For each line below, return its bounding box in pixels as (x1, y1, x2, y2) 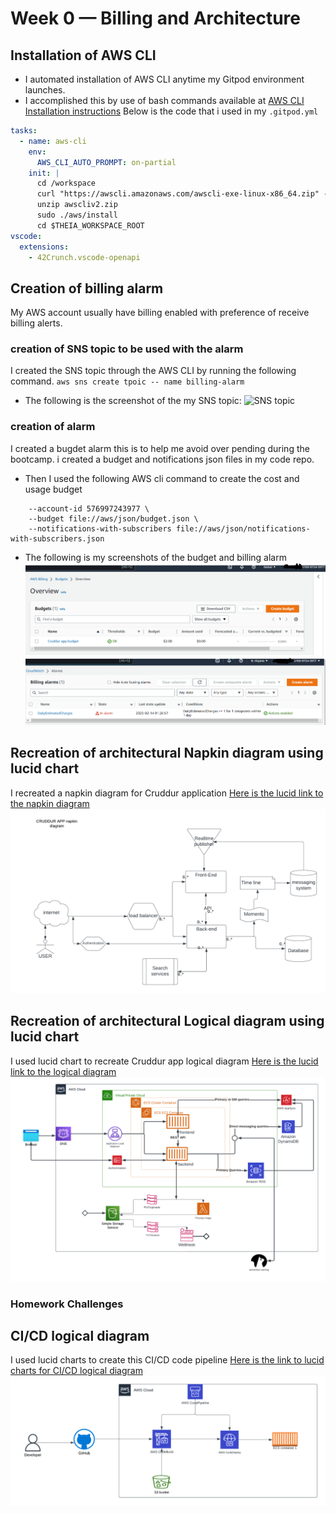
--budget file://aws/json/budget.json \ (28, 513, 199, 524)
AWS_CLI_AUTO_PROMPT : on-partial (36, 157, 177, 167)
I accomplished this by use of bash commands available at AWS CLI (24, 95, 305, 106)
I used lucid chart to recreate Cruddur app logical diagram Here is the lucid (10, 1055, 319, 1067)
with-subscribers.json (10, 533, 105, 544)
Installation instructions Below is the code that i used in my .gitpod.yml (24, 105, 319, 117)
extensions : (19, 242, 70, 252)
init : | (28, 168, 60, 178)
